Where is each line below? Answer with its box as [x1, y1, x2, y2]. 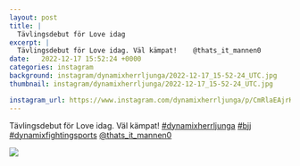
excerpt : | [9, 37, 50, 47]
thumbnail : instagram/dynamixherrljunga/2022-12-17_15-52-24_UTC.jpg [9, 79, 274, 88]
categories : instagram [9, 63, 94, 72]
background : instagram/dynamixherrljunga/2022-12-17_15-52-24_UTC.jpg [9, 71, 278, 80]
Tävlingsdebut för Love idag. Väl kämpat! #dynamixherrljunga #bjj [9, 120, 252, 130]
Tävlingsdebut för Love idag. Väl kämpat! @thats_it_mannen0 [17, 46, 262, 55]
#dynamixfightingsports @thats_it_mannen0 [9, 129, 172, 140]
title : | [9, 21, 42, 30]
